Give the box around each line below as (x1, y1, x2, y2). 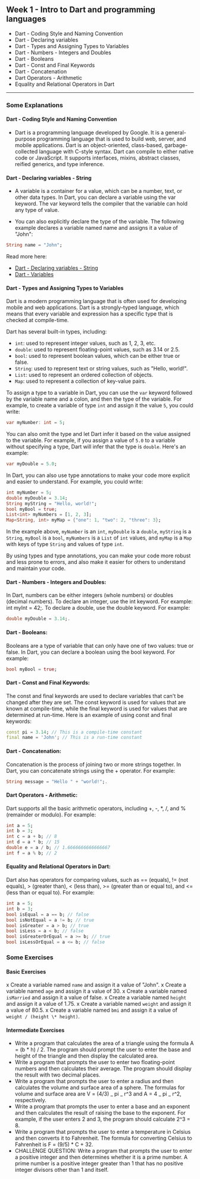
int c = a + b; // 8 (6, 834, 58, 840)
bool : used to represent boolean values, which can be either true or (14, 353, 180, 360)
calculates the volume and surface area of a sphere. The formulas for (14, 1084, 185, 1091)
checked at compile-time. (6, 317, 69, 324)
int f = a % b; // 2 (6, 850, 58, 856)
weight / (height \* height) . (6, 1013, 80, 1020)
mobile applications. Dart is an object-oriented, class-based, (14, 141, 164, 148)
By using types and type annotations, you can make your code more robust (6, 552, 191, 559)
